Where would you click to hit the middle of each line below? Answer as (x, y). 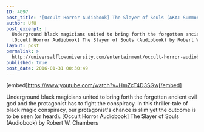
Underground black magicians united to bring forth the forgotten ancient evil (102, 97)
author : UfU (21, 23)
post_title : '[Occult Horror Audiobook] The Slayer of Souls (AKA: (93, 18)
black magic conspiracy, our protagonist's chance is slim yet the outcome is (101, 110)
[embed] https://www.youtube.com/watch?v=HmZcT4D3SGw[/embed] (94, 85)
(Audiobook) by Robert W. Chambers (52, 123)
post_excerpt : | (27, 29)
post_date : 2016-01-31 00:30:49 (47, 68)
